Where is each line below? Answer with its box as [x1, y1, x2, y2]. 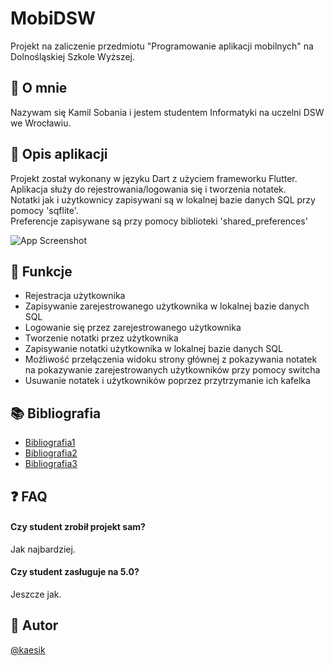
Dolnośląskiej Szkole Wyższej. [10, 50, 136, 62]
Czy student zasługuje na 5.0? [10, 566, 140, 578]
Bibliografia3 [24, 458, 78, 470]
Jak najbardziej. [10, 543, 76, 555]
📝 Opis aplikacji [10, 146, 108, 163]
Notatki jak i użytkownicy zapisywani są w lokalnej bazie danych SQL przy [10, 193, 316, 206]
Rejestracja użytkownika [24, 290, 126, 302]
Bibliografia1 [24, 437, 76, 449]
